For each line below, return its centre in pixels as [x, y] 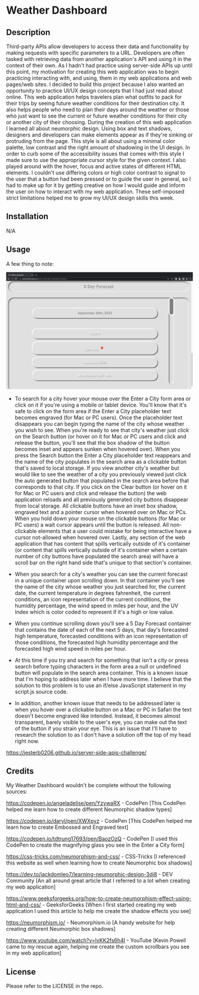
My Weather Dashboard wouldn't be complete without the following [89, 785]
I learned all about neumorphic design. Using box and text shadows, [89, 129]
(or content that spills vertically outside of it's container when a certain [101, 550]
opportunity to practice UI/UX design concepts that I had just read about [94, 91]
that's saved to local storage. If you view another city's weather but [97, 468]
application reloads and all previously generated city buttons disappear [101, 499]
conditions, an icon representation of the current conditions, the [93, 599]
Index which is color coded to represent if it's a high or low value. [94, 611]
